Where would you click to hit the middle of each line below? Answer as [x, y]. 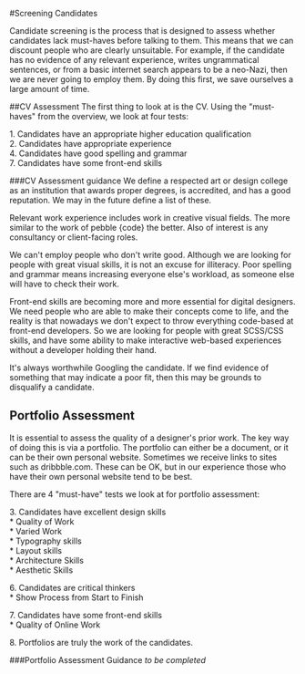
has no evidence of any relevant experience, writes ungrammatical [134, 60]
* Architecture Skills [47, 560]
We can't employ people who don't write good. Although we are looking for [150, 255]
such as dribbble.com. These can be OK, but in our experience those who [148, 467]
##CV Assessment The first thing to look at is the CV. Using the [128, 107]
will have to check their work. [65, 284]
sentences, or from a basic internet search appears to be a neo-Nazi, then [149, 69]
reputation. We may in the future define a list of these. [111, 200]
